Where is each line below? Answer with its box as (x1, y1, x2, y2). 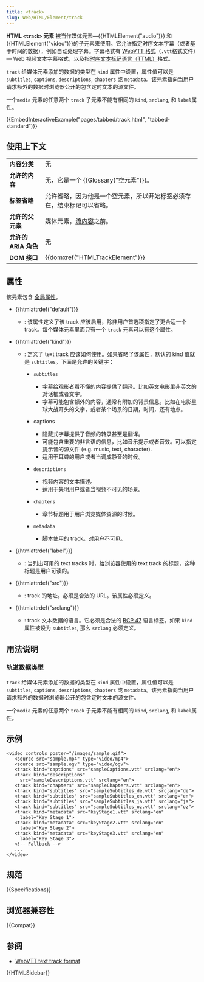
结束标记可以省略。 (56, 201, 112, 210)
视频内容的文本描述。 (42, 478, 96, 486)
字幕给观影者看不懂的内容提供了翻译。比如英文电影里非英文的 (42, 383, 197, 390)
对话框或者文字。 (42, 391, 86, 398)
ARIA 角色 (9, 242, 38, 251)
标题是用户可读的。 (24, 567, 73, 575)
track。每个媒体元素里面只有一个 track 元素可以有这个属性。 (24, 326, 176, 333)
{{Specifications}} (6, 886, 52, 893)
